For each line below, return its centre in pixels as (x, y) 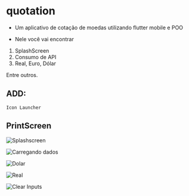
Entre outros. (22, 75)
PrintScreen (29, 126)
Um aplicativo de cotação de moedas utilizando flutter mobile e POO (99, 27)
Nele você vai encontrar (44, 39)
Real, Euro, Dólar (35, 63)
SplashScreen (32, 50)
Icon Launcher (24, 108)
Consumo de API (35, 57)
